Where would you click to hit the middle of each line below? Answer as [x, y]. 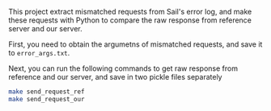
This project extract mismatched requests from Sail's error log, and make [130, 12]
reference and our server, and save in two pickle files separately [115, 77]
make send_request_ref [47, 92]
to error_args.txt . [39, 53]
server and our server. [45, 29]
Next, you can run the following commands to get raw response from [123, 68]
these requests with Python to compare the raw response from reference [130, 20]
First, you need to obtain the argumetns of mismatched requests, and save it [135, 44]
